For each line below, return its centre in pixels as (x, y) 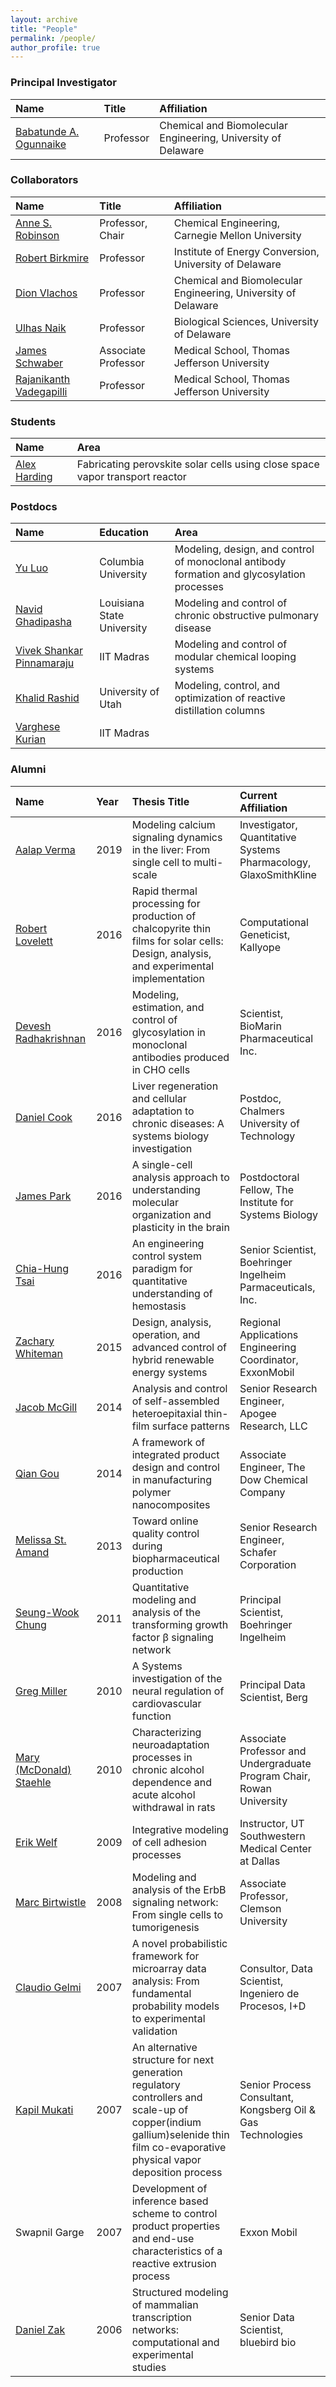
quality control (165, 1533)
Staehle (33, 1782)
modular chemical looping (235, 657)
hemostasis (159, 1306)
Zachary (35, 1341)
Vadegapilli (41, 391)
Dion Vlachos (46, 293)
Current (258, 795)
